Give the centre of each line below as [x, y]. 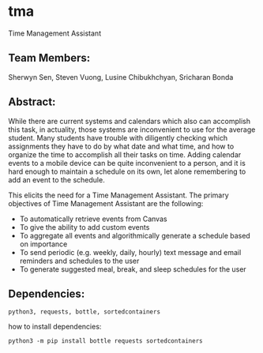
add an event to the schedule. [56, 179]
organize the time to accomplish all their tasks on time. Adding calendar [125, 154]
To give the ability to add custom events [85, 227]
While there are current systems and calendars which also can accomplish [130, 121]
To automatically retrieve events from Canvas [93, 219]
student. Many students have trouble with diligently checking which [118, 137]
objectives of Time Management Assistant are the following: [106, 203]
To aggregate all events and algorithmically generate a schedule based [135, 235]
